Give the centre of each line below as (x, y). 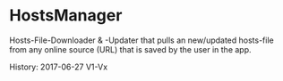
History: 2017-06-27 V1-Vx (59, 67)
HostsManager (66, 16)
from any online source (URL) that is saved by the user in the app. (131, 49)
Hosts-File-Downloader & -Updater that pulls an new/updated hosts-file (142, 40)
